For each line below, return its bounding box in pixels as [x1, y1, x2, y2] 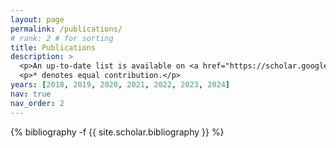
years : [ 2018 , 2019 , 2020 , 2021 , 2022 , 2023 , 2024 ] [10, 80, 231, 90]
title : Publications [10, 42, 97, 53]
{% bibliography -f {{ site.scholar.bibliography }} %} [10, 126, 225, 138]
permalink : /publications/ [10, 24, 123, 34]
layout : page [10, 14, 65, 25]
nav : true [10, 89, 52, 99]
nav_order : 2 [10, 98, 65, 108]
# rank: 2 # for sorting [10, 33, 114, 43]
